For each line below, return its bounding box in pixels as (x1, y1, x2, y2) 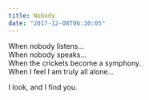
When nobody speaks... (8, 50, 87, 59)
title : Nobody (8, 11, 56, 20)
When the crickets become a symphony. (8, 58, 142, 68)
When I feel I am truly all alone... (8, 66, 115, 76)
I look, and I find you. (8, 82, 78, 92)
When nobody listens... (8, 41, 85, 50)
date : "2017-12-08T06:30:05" (8, 19, 106, 27)
